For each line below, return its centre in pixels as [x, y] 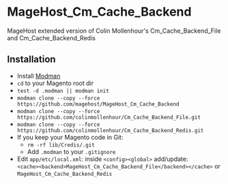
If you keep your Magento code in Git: [70, 137]
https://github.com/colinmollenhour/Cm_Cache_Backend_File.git [109, 117]
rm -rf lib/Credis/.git [61, 145]
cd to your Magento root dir [55, 83]
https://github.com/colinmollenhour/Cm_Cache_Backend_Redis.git [110, 130]
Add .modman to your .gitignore [71, 151]
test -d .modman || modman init [63, 91]
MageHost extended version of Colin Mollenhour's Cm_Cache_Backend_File [114, 31]
